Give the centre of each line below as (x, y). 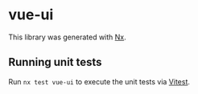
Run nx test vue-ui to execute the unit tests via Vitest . (99, 81)
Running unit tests (55, 62)
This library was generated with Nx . (67, 37)
